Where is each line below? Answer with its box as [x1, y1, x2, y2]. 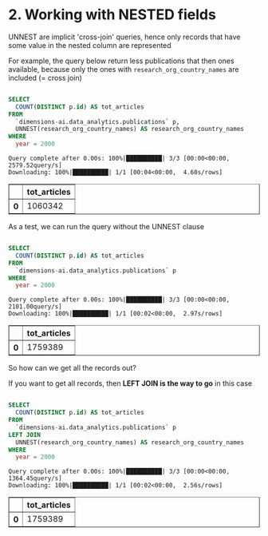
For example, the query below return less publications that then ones [8, 56, 235, 66]
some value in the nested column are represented [8, 40, 171, 50]
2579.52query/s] [8, 161, 62, 169]
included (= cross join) [8, 73, 82, 82]
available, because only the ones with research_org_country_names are [8, 64, 239, 73]
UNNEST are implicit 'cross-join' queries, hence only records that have [8, 32, 241, 42]
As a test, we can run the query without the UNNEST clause [8, 222, 205, 232]
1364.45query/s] [8, 474, 62, 482]
